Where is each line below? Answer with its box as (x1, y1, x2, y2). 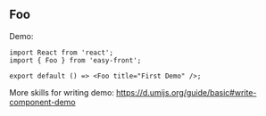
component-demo (9, 96, 76, 107)
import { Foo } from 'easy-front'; (9, 55, 142, 65)
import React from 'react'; (9, 48, 114, 57)
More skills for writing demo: (9, 87, 114, 97)
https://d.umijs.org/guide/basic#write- (115, 87, 257, 97)
